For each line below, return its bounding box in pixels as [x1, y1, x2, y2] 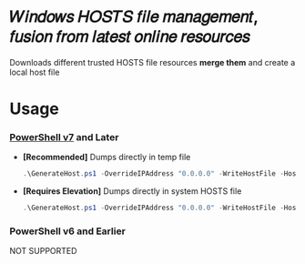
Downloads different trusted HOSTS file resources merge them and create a [9, 56, 296, 67]
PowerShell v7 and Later [9, 131, 119, 144]
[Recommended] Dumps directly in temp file [22, 152, 191, 163]
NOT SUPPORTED [9, 246, 77, 257]
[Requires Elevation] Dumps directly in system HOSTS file [22, 186, 242, 197]
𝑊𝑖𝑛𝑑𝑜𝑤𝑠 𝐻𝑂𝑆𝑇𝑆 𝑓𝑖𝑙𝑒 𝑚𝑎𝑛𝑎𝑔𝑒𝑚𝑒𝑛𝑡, [9, 6, 259, 27]
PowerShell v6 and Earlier [9, 225, 126, 238]
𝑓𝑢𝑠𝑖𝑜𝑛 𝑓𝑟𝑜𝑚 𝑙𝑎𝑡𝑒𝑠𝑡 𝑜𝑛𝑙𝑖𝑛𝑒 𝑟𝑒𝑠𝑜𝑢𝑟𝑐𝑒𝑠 [9, 26, 250, 47]
